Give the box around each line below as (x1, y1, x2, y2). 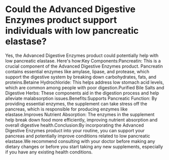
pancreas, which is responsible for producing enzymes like (5, 106, 128, 112)
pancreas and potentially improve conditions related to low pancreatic (5, 133, 150, 139)
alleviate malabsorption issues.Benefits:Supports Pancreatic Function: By (5, 95, 157, 101)
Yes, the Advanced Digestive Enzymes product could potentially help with (5, 52, 159, 59)
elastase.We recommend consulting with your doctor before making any (5, 138, 155, 144)
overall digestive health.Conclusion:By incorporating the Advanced (5, 122, 144, 128)
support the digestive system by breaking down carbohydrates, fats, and (5, 74, 156, 80)
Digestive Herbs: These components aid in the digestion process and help (5, 90, 159, 96)
